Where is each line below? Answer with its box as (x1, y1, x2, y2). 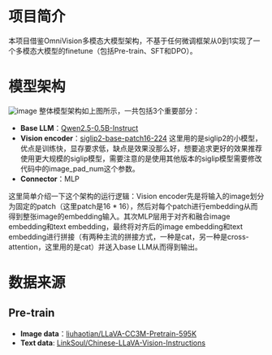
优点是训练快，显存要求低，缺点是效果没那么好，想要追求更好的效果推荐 (19, 143, 262, 153)
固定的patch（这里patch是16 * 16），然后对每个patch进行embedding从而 (15, 201, 258, 211)
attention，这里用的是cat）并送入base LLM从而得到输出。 (8, 241, 203, 252)
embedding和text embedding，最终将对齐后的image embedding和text (8, 221, 244, 232)
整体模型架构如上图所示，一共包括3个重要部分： (39, 106, 201, 115)
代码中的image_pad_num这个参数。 (19, 163, 140, 173)
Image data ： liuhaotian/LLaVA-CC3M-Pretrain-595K (19, 328, 197, 338)
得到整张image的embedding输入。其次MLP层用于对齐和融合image (8, 211, 231, 221)
